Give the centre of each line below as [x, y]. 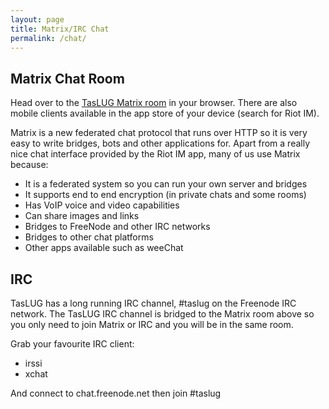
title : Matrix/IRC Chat [60, 29]
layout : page [37, 19]
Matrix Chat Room [67, 78]
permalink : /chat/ [48, 38]
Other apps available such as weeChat [104, 248]
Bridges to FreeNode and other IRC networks [117, 227]
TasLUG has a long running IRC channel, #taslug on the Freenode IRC [153, 303]
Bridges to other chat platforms [89, 237]
